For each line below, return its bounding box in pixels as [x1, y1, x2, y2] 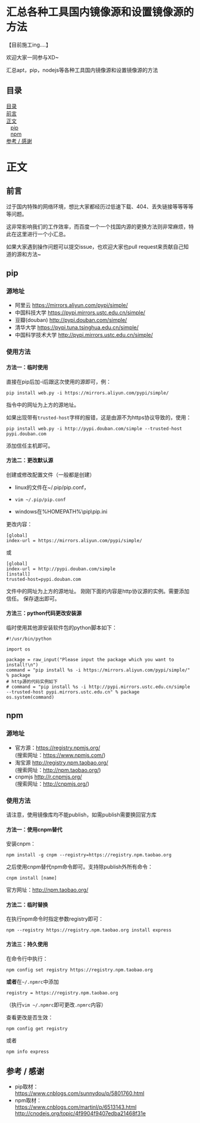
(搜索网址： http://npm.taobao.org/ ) [14, 766, 101, 774]
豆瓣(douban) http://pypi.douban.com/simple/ [14, 317, 127, 324]
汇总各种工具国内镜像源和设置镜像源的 [6, 5, 195, 19]
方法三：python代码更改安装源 [6, 609, 82, 617]
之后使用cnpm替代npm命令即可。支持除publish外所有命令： [6, 864, 154, 871]
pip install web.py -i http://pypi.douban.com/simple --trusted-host [6, 426, 183, 431]
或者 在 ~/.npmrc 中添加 [6, 978, 60, 985]
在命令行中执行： [6, 955, 48, 962]
